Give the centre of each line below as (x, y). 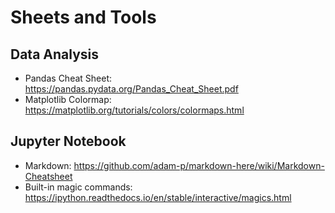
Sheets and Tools (83, 17)
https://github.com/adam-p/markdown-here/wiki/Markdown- (199, 165)
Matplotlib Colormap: (68, 99)
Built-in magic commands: (78, 187)
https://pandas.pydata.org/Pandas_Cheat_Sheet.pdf (131, 89)
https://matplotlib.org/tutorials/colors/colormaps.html (134, 110)
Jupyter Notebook (68, 141)
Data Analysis (55, 54)
